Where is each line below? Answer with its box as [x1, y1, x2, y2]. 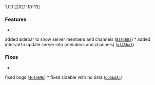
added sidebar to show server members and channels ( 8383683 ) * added [5, 36, 151, 42]
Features [5, 16, 27, 23]
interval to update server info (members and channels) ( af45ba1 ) [5, 42, 134, 48]
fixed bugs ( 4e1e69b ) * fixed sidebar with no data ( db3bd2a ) [5, 74, 122, 80]
